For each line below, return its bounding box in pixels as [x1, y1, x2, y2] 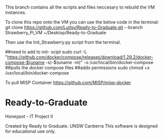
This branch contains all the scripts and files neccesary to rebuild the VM [5, 4, 155, 10]
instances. [5, 9, 26, 15]
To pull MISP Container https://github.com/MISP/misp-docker [5, 79, 131, 85]
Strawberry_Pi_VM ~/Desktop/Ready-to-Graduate [5, 30, 106, 35]
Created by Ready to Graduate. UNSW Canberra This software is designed [5, 123, 158, 129]
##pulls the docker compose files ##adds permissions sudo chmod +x [5, 65, 150, 70]
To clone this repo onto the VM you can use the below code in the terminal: [5, 19, 159, 25]
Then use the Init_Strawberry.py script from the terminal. [5, 39, 121, 45]
